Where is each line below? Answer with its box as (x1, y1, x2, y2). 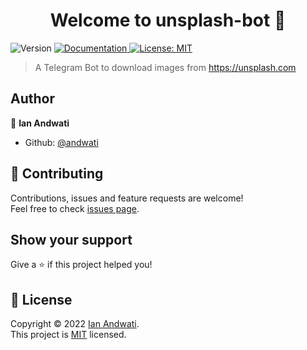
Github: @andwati (24, 136, 99, 148)
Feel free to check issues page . (10, 202, 140, 214)
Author (10, 90, 55, 108)
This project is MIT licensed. (10, 329, 127, 341)
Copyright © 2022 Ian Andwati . (10, 318, 140, 330)
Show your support (10, 231, 133, 248)
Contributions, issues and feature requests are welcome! (10, 192, 244, 204)
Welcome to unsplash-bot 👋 (49, 9, 287, 32)
